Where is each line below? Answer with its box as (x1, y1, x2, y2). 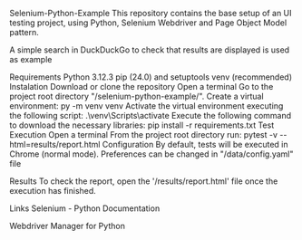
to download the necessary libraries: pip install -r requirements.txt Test (9, 120, 275, 130)
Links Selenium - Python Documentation (9, 203, 161, 214)
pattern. (9, 27, 39, 37)
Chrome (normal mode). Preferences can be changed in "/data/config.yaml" (9, 149, 294, 159)
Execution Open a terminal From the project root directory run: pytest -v (9, 130, 278, 139)
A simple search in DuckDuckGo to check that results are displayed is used (9, 44, 290, 55)
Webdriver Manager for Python (9, 221, 125, 231)
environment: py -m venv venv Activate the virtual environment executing (9, 101, 284, 111)
